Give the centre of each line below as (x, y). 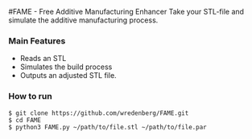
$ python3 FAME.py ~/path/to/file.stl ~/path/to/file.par (107, 127)
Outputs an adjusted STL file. (68, 76)
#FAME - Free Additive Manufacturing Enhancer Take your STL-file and (126, 12)
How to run (30, 96)
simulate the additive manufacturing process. (83, 20)
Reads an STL (43, 59)
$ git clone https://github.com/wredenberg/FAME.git (99, 113)
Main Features (37, 41)
